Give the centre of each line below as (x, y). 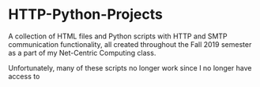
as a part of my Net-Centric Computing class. (82, 53)
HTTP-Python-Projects (86, 14)
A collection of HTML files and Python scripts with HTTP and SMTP (118, 36)
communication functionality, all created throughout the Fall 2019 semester (130, 44)
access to (24, 76)
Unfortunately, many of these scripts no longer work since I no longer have (130, 67)
